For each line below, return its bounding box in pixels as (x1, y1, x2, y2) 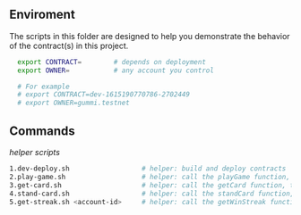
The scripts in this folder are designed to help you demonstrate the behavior (9, 30, 290, 41)
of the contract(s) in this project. (9, 40, 129, 51)
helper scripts (9, 147, 61, 157)
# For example (17, 82, 70, 91)
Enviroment (9, 7, 76, 22)
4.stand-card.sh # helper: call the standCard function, (9, 189, 295, 198)
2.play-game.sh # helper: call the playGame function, (9, 172, 291, 181)
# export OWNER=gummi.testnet (17, 98, 130, 108)
